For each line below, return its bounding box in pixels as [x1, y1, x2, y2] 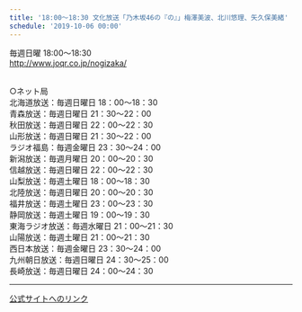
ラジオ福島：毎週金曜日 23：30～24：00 [9, 141, 162, 153]
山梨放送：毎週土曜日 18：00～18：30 [9, 175, 150, 186]
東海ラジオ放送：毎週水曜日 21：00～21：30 [9, 220, 173, 231]
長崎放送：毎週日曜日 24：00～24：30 [9, 265, 154, 276]
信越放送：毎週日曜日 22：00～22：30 [9, 164, 154, 175]
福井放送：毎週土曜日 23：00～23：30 [9, 198, 154, 209]
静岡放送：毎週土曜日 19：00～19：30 [9, 209, 150, 220]
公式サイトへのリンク [9, 293, 88, 304]
